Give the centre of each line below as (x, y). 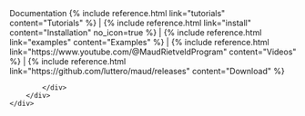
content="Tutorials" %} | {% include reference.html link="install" (131, 23)
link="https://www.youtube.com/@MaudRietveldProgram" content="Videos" (153, 52)
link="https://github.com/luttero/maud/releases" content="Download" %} (147, 71)
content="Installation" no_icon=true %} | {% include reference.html (136, 33)
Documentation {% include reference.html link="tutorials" (117, 13)
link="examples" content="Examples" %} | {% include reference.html (140, 42)
